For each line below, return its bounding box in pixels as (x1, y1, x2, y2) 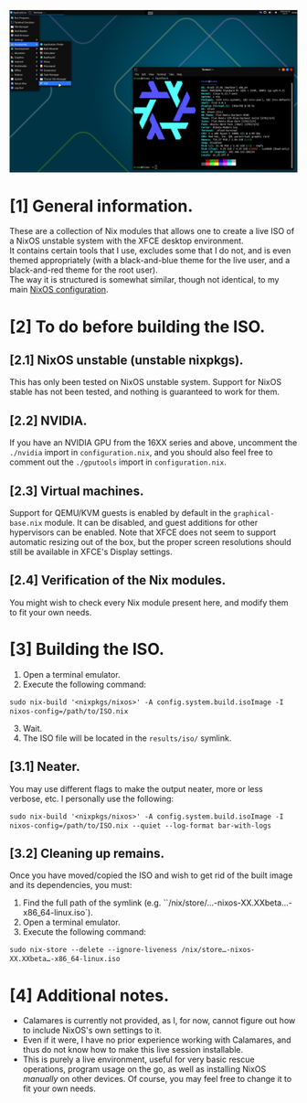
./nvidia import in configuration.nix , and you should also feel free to (9, 447, 273, 458)
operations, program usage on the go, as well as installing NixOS (22, 1064, 267, 1075)
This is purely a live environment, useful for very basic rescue (22, 1054, 255, 1066)
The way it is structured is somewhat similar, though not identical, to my (9, 274, 280, 285)
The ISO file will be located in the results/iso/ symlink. (22, 733, 232, 744)
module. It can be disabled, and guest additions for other (44, 518, 259, 529)
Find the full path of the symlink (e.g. (22, 897, 162, 908)
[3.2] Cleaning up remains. (9, 846, 165, 862)
